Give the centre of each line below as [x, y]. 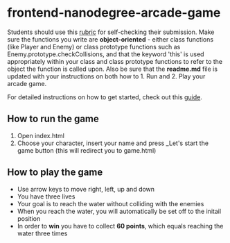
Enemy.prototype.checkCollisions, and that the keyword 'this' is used [106, 54]
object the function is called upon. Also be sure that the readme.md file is [113, 69]
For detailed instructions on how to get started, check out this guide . [105, 97]
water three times [42, 233]
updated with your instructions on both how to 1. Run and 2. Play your [106, 76]
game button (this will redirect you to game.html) [87, 150]
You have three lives [46, 196]
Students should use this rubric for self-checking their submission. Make [111, 32]
